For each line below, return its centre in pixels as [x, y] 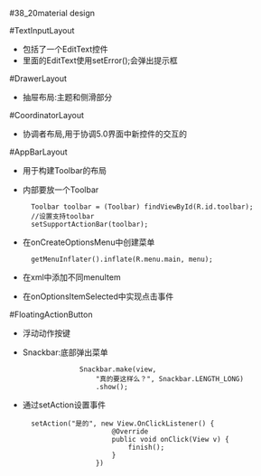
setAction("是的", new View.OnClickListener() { [123, 424]
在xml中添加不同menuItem [71, 277]
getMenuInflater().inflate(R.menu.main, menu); [122, 259]
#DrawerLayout [38, 79]
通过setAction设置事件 [64, 405]
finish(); [146, 447]
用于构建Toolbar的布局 [64, 170]
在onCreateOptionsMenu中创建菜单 [89, 242]
